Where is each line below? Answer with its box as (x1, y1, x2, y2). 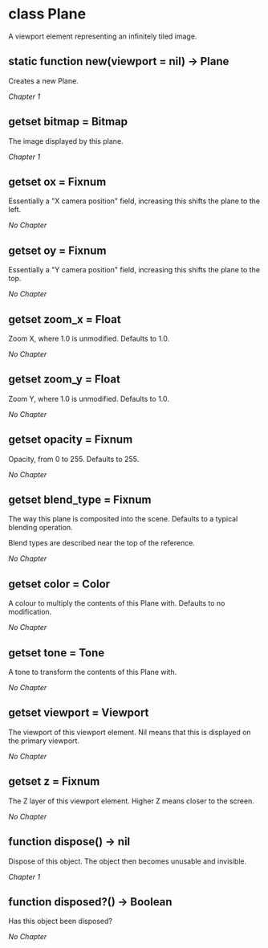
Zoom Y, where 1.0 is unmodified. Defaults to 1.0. (8, 394, 170, 403)
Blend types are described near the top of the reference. (8, 538, 195, 548)
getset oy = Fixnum (8, 243, 107, 257)
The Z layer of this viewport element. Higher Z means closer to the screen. (8, 796, 254, 806)
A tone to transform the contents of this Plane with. (8, 668, 177, 677)
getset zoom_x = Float (8, 313, 122, 326)
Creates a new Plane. (8, 76, 79, 85)
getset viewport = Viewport (8, 706, 149, 720)
